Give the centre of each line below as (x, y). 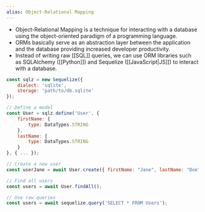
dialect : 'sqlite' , (42, 85)
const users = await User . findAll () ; (54, 186)
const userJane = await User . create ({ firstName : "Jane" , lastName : (95, 170)
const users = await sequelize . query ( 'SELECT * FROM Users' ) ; (87, 203)
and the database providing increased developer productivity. (93, 49)
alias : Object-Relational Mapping (50, 12)
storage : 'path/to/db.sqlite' (56, 91)
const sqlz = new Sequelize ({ (45, 79)
